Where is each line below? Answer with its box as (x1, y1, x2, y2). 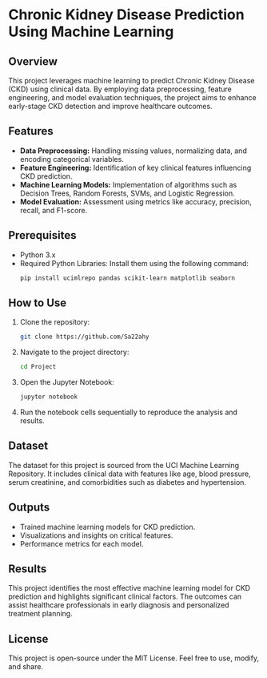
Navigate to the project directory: (19, 347, 130, 357)
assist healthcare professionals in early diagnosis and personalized (8, 600, 229, 610)
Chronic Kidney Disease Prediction (8, 6, 245, 24)
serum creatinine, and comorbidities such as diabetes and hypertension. (8, 477, 246, 486)
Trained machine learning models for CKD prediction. (19, 522, 196, 531)
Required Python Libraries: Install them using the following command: (19, 258, 249, 268)
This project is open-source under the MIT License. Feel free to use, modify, (8, 653, 260, 663)
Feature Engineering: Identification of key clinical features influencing (19, 163, 252, 172)
